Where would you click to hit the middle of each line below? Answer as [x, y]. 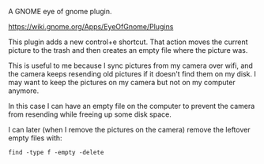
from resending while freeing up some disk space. [90, 114]
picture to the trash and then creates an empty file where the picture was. [128, 50]
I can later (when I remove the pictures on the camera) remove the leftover [129, 130]
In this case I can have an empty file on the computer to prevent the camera [132, 106]
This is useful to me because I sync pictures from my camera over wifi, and [130, 65]
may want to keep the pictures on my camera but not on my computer [122, 82]
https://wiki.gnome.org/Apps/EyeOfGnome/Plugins [91, 26]
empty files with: [35, 138]
